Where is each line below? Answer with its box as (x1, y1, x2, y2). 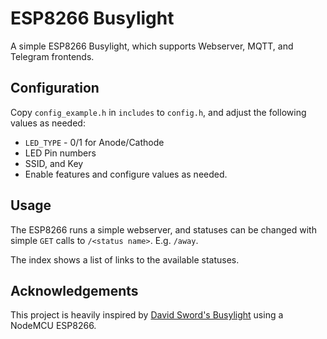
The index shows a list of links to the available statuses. (10, 253, 240, 266)
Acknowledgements (10, 282, 139, 299)
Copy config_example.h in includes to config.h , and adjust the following (10, 106, 307, 118)
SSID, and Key (24, 157, 84, 169)
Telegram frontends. (10, 50, 95, 62)
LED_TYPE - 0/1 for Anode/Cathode (24, 136, 165, 148)
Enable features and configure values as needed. (24, 168, 228, 180)
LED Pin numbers (24, 147, 97, 159)
